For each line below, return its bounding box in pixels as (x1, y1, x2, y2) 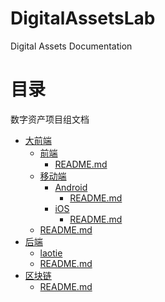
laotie (39, 247, 63, 259)
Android (54, 181, 88, 193)
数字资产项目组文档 (10, 113, 90, 125)
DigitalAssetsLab (10, 7, 156, 30)
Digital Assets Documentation (10, 40, 133, 52)
